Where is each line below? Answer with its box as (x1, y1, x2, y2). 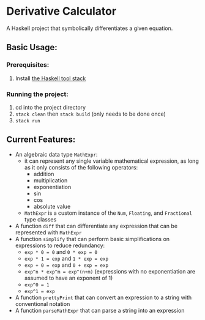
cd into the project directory (15, 103, 86, 111)
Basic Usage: (6, 42, 58, 53)
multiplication (33, 176, 68, 184)
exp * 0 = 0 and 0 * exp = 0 (24, 248, 98, 255)
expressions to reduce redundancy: (15, 242, 105, 249)
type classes (24, 215, 57, 223)
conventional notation (15, 300, 70, 307)
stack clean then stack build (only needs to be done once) (15, 110, 166, 117)
